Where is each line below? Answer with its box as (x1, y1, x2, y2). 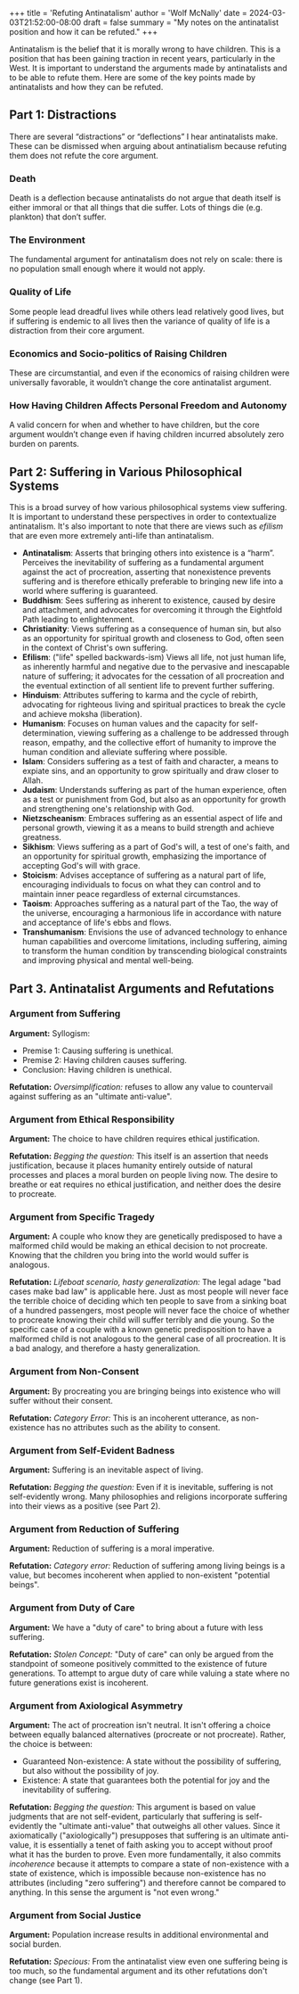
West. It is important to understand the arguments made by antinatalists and (9, 62, 287, 73)
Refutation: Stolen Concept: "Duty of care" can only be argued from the (9, 1649, 274, 1660)
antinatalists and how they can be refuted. (9, 82, 164, 92)
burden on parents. (9, 439, 80, 449)
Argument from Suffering (9, 1008, 121, 1020)
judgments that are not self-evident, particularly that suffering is (9, 1810, 244, 1822)
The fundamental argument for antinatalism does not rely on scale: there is (9, 254, 283, 265)
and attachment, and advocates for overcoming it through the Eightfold (21, 605, 283, 615)
